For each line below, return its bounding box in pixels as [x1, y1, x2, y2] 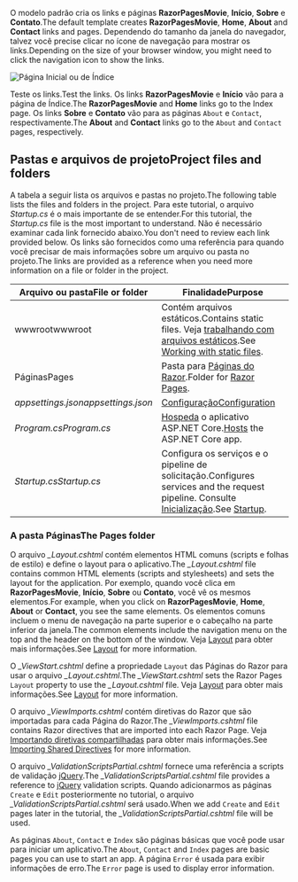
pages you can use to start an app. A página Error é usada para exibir [10, 854, 265, 864]
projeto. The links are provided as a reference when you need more [10, 255, 253, 266]
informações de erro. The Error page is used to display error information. [10, 863, 275, 874]
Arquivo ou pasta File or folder [19, 285, 149, 298]
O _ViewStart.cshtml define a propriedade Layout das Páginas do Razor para [10, 660, 288, 672]
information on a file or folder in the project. [10, 265, 169, 276]
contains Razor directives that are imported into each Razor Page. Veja [10, 725, 268, 736]
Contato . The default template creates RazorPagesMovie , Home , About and [10, 17, 288, 27]
